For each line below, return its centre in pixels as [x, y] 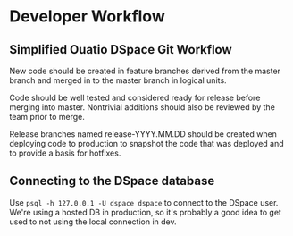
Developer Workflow [87, 17]
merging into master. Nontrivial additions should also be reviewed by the [142, 107]
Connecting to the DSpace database [112, 181]
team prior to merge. [47, 117]
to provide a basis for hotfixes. [65, 153]
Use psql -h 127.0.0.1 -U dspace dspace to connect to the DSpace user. [144, 202]
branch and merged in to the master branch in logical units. [118, 80]
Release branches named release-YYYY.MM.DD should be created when [143, 134]
